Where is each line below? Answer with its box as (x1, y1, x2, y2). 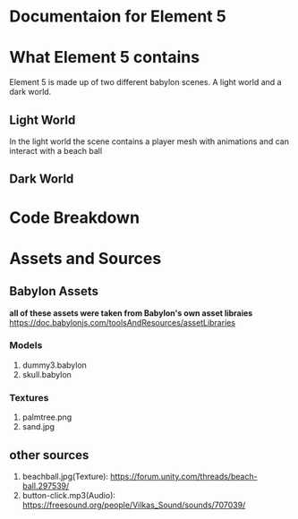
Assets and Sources (9, 248, 162, 268)
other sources (9, 447, 89, 463)
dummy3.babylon (21, 360, 88, 370)
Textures (9, 391, 49, 404)
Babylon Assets (9, 284, 99, 299)
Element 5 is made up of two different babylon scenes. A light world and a (9, 77, 282, 88)
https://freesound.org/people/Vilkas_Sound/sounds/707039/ (21, 499, 246, 510)
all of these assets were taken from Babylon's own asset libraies (9, 307, 253, 319)
